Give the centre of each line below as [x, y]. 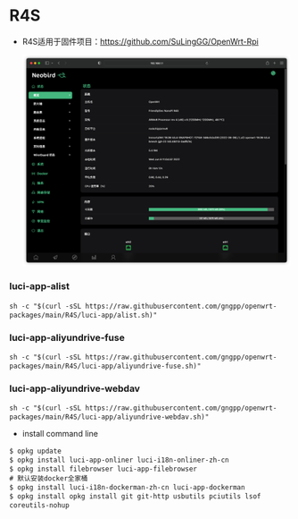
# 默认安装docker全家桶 [49, 479]
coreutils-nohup [39, 506]
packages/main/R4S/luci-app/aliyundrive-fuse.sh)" [105, 366]
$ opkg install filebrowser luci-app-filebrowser [103, 469]
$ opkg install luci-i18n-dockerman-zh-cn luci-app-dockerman [127, 488]
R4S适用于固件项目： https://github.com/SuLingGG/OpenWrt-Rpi [140, 41]
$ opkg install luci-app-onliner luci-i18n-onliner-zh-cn [119, 460]
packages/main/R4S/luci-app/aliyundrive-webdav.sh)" [109, 417]
